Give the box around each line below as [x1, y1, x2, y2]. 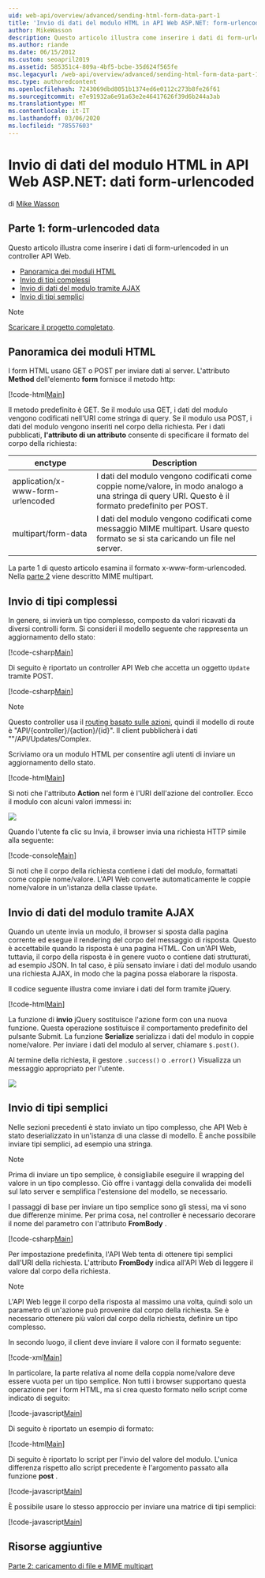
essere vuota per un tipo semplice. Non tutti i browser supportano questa [8, 1376, 247, 1386]
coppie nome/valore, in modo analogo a [95, 481, 244, 492]
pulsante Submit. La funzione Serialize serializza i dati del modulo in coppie [8, 1031, 255, 1040]
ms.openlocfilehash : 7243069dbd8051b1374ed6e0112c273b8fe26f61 [8, 85, 221, 93]
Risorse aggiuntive [8, 1540, 103, 1553]
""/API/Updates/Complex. [8, 734, 91, 744]
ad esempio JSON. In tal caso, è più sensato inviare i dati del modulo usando [8, 960, 257, 969]
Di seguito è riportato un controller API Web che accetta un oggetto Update [8, 663, 250, 673]
